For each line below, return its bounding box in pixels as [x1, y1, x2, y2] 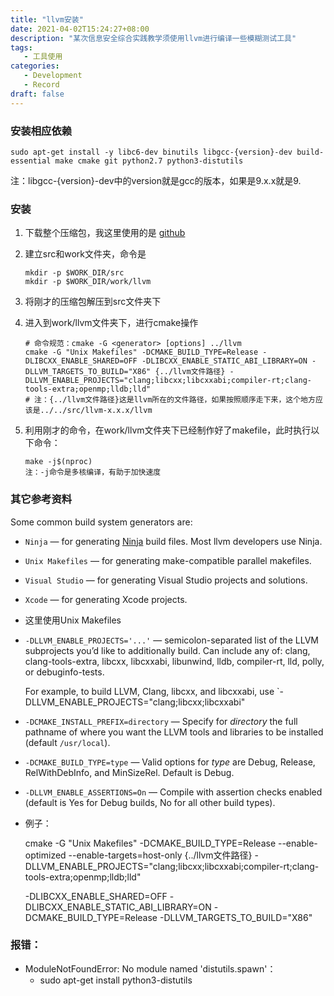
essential [10, 156, 52, 166]
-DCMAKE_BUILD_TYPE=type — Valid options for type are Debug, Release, [24, 756, 316, 768]
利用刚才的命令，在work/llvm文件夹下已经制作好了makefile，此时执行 [24, 424, 312, 436]
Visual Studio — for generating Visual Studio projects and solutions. [24, 574, 308, 586]
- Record [23, 80, 60, 90]
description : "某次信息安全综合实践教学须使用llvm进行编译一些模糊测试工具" [10, 33, 297, 43]
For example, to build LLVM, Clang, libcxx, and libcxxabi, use [24, 685, 275, 697]
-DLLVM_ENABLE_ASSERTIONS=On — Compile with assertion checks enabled [24, 786, 323, 798]
